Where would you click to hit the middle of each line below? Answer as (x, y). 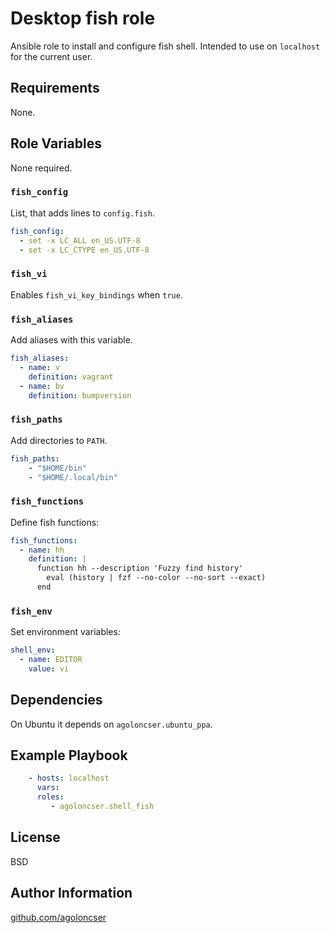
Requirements (55, 88)
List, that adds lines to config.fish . (82, 213)
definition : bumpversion (80, 395)
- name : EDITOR (51, 660)
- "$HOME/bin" (57, 468)
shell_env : (33, 650)
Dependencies (56, 700)
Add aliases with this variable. (71, 340)
